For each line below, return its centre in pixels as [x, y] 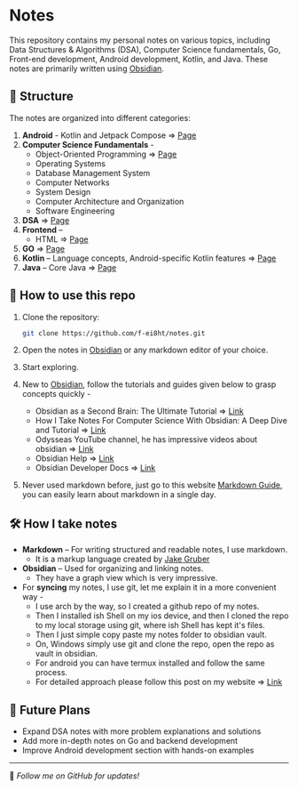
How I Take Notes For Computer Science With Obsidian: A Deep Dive [161, 421]
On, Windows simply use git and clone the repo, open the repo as [155, 644]
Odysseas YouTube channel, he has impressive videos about [146, 439]
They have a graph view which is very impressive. [126, 578]
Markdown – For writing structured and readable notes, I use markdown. [155, 550]
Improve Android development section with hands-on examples [138, 750]
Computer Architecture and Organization [110, 201]
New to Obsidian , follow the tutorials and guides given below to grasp [149, 384]
